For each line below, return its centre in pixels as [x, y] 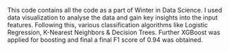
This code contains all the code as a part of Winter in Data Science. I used [115, 10]
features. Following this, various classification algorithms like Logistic [108, 25]
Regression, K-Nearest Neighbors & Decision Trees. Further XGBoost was [114, 32]
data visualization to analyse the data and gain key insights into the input [113, 17]
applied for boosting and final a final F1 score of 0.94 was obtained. [105, 40]
